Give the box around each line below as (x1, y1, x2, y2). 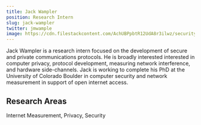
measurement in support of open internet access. (6, 79, 129, 86)
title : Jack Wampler (6, 8, 58, 15)
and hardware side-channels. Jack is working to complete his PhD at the (6, 66, 185, 73)
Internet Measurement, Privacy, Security (6, 111, 106, 119)
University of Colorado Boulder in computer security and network (6, 73, 167, 80)
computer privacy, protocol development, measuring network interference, (6, 60, 190, 67)
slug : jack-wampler (6, 20, 55, 26)
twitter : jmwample (6, 25, 52, 32)
